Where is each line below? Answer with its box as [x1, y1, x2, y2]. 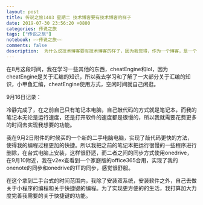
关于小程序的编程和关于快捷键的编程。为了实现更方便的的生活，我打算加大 [6, 184, 192, 192]
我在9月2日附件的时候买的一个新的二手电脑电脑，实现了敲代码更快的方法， [6, 134, 193, 141]
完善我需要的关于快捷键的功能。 [11, 192, 91, 199]
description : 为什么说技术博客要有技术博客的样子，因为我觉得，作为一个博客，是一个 [6, 48, 198, 54]
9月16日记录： [6, 93, 42, 100]
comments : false [6, 43, 47, 49]
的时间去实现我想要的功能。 [6, 121, 76, 128]
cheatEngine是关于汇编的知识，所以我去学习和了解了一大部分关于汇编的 [6, 73, 186, 80]
